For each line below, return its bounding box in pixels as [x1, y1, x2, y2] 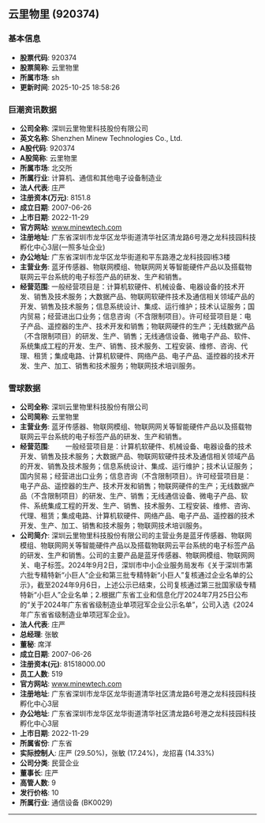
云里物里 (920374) [8, 7, 100, 21]
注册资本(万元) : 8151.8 [19, 192, 91, 202]
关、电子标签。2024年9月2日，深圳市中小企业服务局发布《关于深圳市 [19, 560, 246, 570]
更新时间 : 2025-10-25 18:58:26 [19, 82, 121, 92]
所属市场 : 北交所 [19, 163, 73, 173]
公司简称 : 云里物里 [19, 412, 80, 422]
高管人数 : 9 [19, 778, 57, 787]
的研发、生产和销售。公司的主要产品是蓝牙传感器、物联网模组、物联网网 [19, 551, 255, 560]
